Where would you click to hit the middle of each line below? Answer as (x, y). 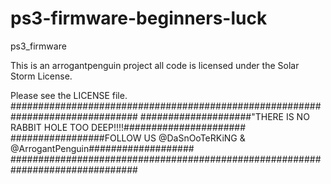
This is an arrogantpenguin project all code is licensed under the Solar (155, 65)
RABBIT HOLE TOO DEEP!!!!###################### (128, 127)
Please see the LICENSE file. (69, 95)
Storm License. (41, 76)
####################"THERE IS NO (224, 116)
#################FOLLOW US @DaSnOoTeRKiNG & (128, 138)
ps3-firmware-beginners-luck (139, 18)
